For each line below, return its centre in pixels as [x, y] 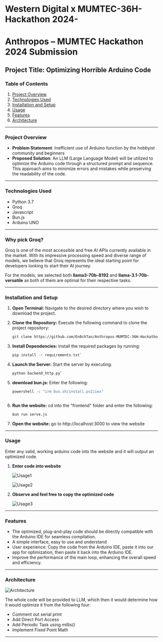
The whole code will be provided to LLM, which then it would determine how [81, 600]
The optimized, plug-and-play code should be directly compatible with [82, 531]
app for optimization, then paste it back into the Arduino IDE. [72, 552]
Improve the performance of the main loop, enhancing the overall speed [84, 557]
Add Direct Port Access [35, 620]
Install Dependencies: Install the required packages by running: [76, 346]
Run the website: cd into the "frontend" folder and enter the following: [82, 405]
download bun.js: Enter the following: [50, 382]
